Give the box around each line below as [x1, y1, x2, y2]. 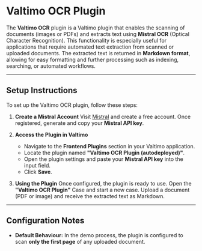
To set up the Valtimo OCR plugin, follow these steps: [6, 101, 138, 109]
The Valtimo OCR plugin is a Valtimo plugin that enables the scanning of [6, 24, 185, 31]
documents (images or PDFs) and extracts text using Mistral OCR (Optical [6, 30, 189, 37]
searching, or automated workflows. [6, 62, 96, 70]
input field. [23, 162, 51, 169]
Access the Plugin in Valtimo [14, 131, 88, 138]
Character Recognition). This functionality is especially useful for [6, 37, 167, 44]
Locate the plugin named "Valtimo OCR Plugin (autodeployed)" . [23, 149, 185, 156]
